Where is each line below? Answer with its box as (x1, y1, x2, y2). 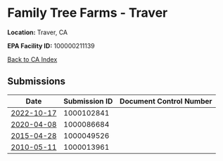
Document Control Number (119, 96, 212, 106)
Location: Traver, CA (7, 28, 68, 36)
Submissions (7, 76, 65, 87)
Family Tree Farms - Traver (7, 5, 168, 21)
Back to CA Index (7, 55, 58, 64)
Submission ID (63, 96, 113, 106)
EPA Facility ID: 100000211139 (7, 41, 95, 50)
